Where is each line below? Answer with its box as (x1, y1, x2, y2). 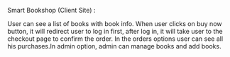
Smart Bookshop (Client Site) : (7, 6, 96, 14)
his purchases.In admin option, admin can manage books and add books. (7, 42, 221, 50)
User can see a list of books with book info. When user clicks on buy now (7, 20, 222, 27)
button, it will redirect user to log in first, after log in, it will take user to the (7, 27, 223, 35)
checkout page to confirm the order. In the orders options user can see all (7, 34, 224, 43)
